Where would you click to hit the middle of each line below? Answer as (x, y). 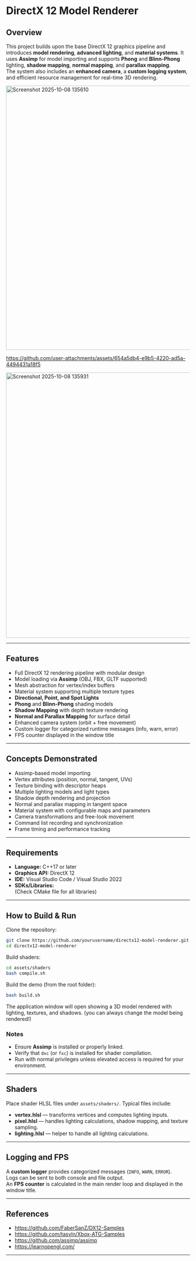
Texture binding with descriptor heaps (60, 785)
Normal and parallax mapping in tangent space (71, 804)
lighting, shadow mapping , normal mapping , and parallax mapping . (88, 65)
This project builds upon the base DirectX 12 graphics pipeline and (86, 46)
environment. (30, 1065)
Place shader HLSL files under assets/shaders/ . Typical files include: (89, 1103)
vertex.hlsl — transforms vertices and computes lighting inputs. (92, 1115)
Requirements (32, 853)
